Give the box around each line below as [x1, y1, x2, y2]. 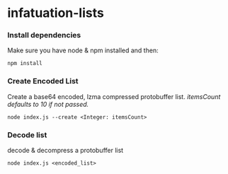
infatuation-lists [7, 5, 104, 21]
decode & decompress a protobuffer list [7, 146, 124, 155]
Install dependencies [7, 30, 81, 40]
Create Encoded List [7, 76, 79, 86]
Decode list [7, 129, 47, 139]
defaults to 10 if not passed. [7, 100, 89, 108]
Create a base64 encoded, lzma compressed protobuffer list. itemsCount [7, 92, 221, 100]
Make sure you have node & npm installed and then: [7, 46, 159, 54]
